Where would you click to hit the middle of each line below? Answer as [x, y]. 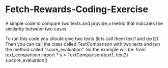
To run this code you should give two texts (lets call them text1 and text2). [82, 39]
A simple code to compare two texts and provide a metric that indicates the [84, 23]
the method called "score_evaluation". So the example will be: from [76, 49]
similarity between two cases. [36, 28]
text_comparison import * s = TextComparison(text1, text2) [67, 55]
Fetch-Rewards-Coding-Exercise [77, 9]
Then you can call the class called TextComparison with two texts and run [83, 44]
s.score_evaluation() [26, 60]
